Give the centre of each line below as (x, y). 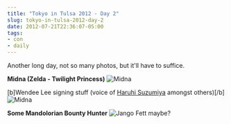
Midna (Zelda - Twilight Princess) (56, 79)
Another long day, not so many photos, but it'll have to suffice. (96, 65)
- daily (18, 46)
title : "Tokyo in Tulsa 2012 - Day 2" (63, 14)
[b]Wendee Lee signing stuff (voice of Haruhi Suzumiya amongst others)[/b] (116, 92)
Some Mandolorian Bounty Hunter (57, 113)
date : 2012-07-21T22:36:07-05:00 (55, 26)
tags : (15, 33)
